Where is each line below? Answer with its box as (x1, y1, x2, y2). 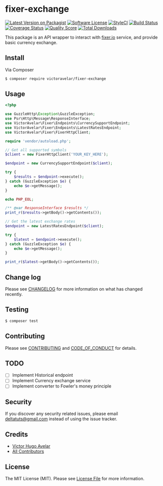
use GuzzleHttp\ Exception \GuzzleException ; (5, 112, 95, 117)
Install (5, 54, 24, 62)
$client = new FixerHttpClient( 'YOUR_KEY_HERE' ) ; (5, 152, 109, 157)
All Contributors (12, 448, 44, 454)
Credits (5, 430, 28, 438)
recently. (5, 292, 23, 297)
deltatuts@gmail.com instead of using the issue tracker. (5, 416, 117, 422)
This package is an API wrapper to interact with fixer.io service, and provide (5, 34, 158, 40)
